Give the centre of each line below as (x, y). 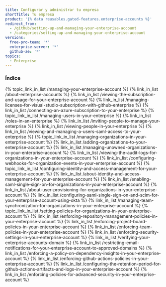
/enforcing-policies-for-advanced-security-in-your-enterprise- (91, 274)
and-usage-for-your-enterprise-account (46, 100)
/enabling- (141, 179)
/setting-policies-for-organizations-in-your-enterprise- (96, 211)
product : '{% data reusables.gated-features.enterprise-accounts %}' (79, 19)
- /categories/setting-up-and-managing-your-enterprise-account (78, 33)
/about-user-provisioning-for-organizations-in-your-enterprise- (92, 189)
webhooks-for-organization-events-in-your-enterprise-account (70, 163)
